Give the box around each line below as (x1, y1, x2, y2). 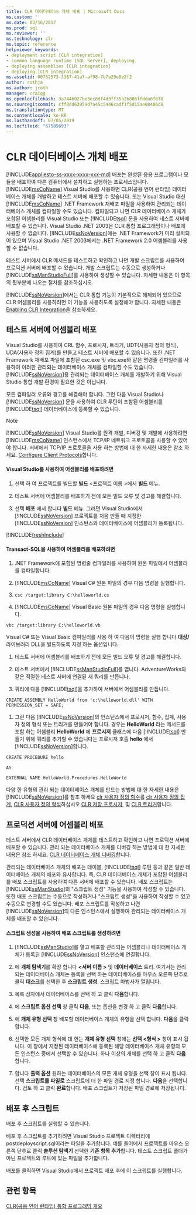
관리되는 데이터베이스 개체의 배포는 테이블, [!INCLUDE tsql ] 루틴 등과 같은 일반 (6, 863, 184, 870)
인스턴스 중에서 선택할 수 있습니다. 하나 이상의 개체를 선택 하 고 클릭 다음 (20, 1050, 186, 1057)
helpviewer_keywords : (6, 47, 59, 53)
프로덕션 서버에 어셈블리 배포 (6, 820, 104, 830)
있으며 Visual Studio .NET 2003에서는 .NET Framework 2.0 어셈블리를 (12, 237, 177, 244)
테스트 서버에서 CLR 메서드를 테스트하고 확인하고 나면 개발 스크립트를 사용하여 (6, 257, 185, 264)
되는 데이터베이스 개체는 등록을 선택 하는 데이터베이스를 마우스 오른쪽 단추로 (14, 971, 188, 978)
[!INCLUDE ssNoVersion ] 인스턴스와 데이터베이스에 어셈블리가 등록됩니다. (14, 519, 184, 526)
